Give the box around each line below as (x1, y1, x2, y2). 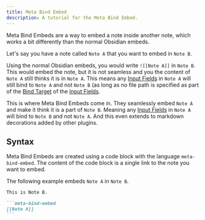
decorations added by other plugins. (6, 119, 98, 126)
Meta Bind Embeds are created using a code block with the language (6, 153, 181, 160)
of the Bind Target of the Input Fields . (6, 87, 101, 95)
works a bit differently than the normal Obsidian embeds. (6, 38, 150, 45)
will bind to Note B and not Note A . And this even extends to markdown (6, 112, 184, 120)
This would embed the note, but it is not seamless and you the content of (6, 68, 191, 75)
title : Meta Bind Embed (6, 9, 67, 15)
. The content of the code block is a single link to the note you (33, 159, 190, 167)
